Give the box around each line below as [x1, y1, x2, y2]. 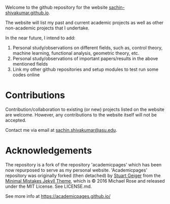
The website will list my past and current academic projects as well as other [5, 20, 164, 25]
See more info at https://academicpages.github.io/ [5, 193, 111, 199]
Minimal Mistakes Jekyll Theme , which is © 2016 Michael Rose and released [5, 178, 165, 184]
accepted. [5, 117, 26, 123]
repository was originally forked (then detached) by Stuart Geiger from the [5, 172, 161, 179]
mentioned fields [12, 61, 48, 67]
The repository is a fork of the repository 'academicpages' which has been [5, 161, 162, 167]
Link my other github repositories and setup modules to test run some [12, 66, 159, 72]
